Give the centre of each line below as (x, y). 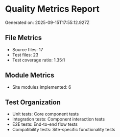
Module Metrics (30, 75)
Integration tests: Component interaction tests (59, 119)
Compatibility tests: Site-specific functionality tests (64, 130)
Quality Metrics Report (52, 9)
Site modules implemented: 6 (42, 87)
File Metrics (24, 38)
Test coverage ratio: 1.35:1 (38, 60)
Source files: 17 (27, 49)
